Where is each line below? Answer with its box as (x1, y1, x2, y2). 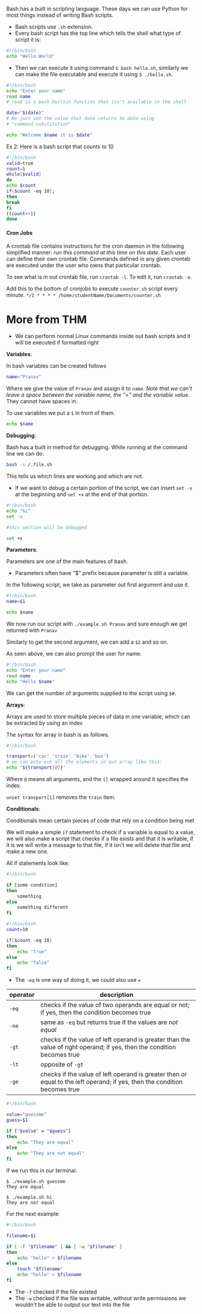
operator (9, 991, 35, 999)
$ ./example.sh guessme (6, 1178, 66, 1185)
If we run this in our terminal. (6, 1167, 78, 1174)
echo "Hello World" (6, 53, 55, 59)
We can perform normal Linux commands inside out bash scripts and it (14, 333, 191, 340)
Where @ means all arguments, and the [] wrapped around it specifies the (6, 776, 189, 783)
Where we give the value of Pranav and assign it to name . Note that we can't (6, 385, 192, 392)
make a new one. (6, 848, 49, 855)
